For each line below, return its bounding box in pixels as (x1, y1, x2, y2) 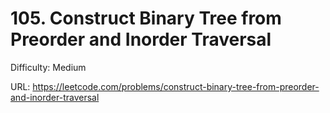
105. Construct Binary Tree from (10, 7, 282, 30)
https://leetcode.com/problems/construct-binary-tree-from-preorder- (32, 80, 320, 92)
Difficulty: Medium (10, 61, 87, 73)
